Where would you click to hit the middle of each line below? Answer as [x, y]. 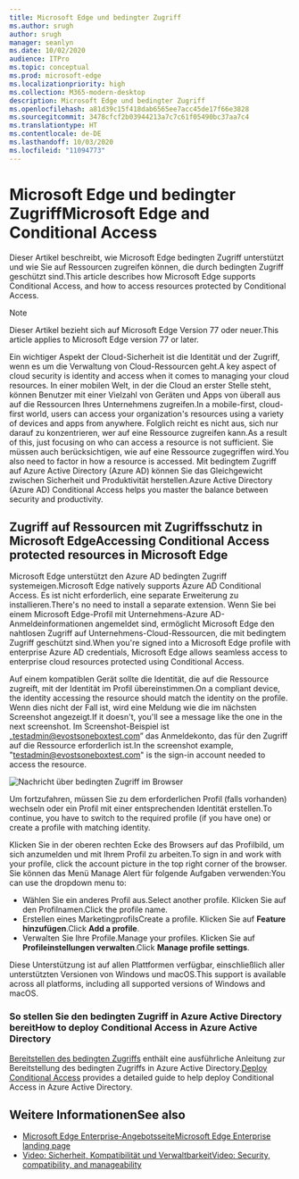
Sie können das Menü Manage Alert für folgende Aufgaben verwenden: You [147, 874]
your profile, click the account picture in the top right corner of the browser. [148, 864]
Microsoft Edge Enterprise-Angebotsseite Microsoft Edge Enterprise [146, 1136]
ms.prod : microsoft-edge [55, 76]
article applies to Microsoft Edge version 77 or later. [104, 339]
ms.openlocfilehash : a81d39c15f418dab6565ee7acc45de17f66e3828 [129, 109]
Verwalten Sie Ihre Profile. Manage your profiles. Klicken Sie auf [139, 938]
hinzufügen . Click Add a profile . [81, 929]
